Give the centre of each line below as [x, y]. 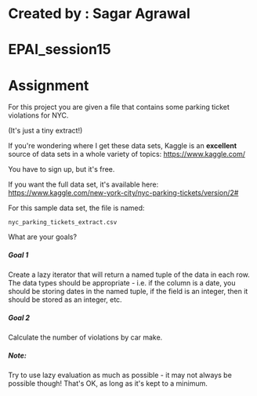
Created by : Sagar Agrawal [99, 14]
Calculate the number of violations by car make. [85, 337]
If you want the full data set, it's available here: [83, 184]
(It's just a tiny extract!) [45, 131]
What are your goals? [42, 237]
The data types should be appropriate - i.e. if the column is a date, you [122, 283]
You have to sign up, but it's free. [62, 169]
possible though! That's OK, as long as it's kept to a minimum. [108, 383]
